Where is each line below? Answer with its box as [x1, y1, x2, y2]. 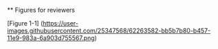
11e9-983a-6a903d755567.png [7, 34, 95, 42]
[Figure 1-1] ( [7, 19, 43, 27]
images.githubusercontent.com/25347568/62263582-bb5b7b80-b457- [7, 27, 211, 35]
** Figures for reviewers [7, 6, 76, 14]
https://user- [42, 19, 79, 27]
